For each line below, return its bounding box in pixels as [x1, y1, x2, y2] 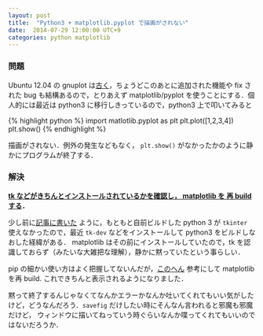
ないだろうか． [14, 319, 63, 329]
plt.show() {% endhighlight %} [8, 124, 107, 134]
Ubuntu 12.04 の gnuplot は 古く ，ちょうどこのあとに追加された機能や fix [8, 80, 243, 90]
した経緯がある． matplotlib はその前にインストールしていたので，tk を [14, 237, 244, 246]
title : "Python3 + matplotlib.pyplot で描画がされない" [8, 19, 189, 27]
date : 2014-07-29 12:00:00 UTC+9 [8, 26, 122, 34]
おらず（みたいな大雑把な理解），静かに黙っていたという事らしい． [28, 247, 245, 257]
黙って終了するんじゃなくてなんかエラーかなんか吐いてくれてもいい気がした [8, 290, 254, 300]
